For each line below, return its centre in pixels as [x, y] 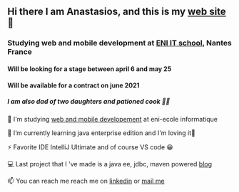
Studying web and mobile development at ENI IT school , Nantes [119, 43]
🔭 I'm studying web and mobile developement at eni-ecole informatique [112, 119]
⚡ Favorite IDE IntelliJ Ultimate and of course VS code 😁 [90, 147]
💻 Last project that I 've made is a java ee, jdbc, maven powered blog [110, 164]
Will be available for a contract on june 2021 [73, 85]
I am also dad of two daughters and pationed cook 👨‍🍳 [89, 102]
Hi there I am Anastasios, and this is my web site [117, 12]
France [20, 52]
